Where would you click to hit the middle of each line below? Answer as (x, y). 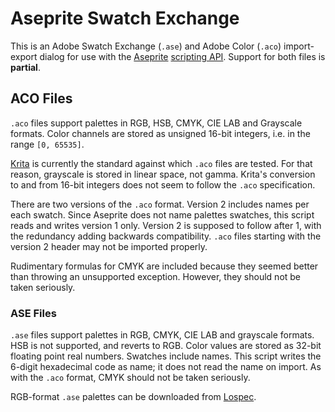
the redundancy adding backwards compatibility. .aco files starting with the (166, 236)
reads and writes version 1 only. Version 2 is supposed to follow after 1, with (166, 225)
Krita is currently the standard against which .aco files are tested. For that (161, 163)
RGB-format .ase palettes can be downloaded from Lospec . (133, 397)
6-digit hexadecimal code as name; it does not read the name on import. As (166, 367)
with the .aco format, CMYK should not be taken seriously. (130, 378)
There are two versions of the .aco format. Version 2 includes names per (160, 204)
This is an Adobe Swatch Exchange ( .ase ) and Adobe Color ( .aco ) (146, 46)
